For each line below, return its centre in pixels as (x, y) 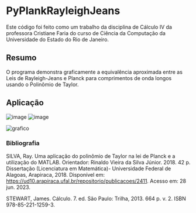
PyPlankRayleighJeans (63, 11)
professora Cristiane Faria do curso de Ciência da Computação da (86, 33)
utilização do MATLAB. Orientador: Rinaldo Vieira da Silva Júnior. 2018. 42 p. (98, 162)
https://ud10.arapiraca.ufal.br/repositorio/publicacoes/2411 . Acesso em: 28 (96, 181)
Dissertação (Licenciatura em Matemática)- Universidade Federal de (89, 169)
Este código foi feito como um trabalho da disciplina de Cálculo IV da (89, 27)
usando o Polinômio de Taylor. (42, 84)
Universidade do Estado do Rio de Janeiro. (58, 39)
